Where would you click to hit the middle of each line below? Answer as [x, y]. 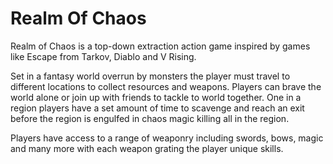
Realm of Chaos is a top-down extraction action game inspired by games [160, 46]
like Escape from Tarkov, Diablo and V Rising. [103, 56]
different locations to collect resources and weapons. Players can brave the [166, 86]
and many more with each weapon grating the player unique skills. [147, 148]
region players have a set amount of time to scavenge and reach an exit [157, 108]
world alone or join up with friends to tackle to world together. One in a [156, 97]
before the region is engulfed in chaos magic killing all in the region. [150, 118]
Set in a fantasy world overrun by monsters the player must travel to [150, 76]
